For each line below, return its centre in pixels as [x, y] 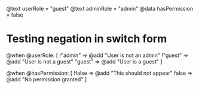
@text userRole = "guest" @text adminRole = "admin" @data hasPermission [100, 9]
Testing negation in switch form [87, 39]
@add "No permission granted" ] [47, 79]
